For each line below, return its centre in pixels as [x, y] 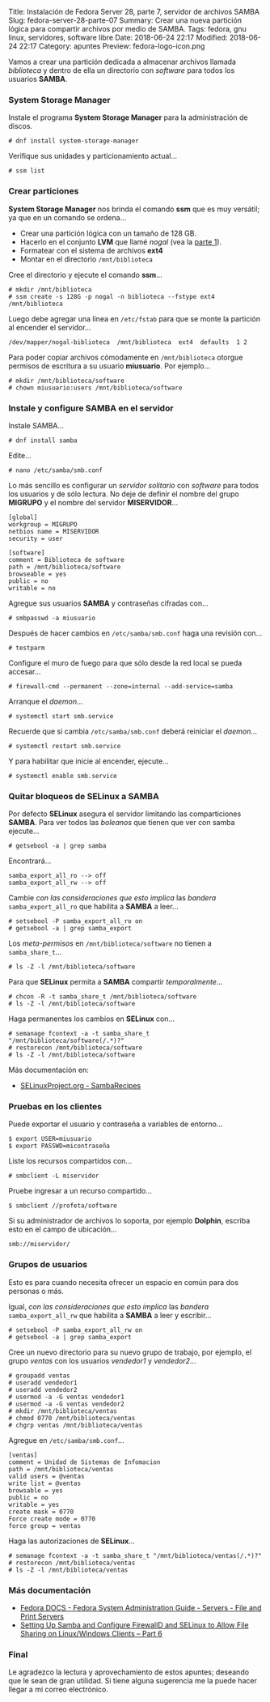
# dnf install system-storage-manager [74, 141]
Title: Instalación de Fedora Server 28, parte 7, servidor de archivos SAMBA [134, 12]
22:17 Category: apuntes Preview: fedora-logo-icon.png [112, 46]
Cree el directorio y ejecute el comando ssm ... [86, 274]
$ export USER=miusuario [50, 1139]
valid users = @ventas [46, 1476]
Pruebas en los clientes [55, 1107]
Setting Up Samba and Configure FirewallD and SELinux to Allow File [134, 1625]
